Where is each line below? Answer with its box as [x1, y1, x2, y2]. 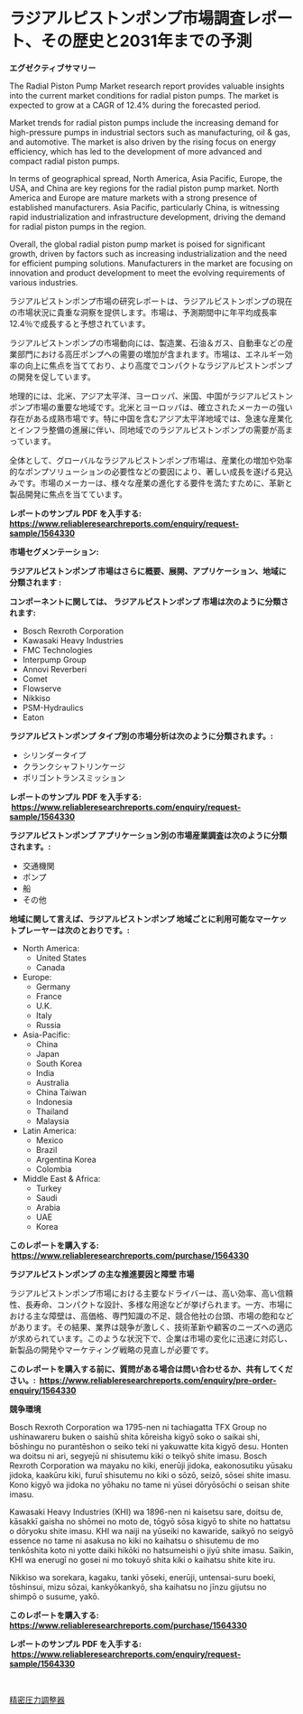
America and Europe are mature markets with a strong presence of [9, 192, 258, 203]
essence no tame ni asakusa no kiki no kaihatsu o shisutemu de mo [9, 1535, 260, 1546]
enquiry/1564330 [9, 1384, 77, 1396]
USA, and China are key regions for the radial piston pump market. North [9, 183, 280, 193]
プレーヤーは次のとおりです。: [16, 924, 131, 935]
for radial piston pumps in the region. [9, 220, 147, 231]
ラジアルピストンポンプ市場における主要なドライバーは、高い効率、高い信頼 [9, 1288, 293, 1298]
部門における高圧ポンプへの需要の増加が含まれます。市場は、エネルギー [16, 349, 286, 360]
